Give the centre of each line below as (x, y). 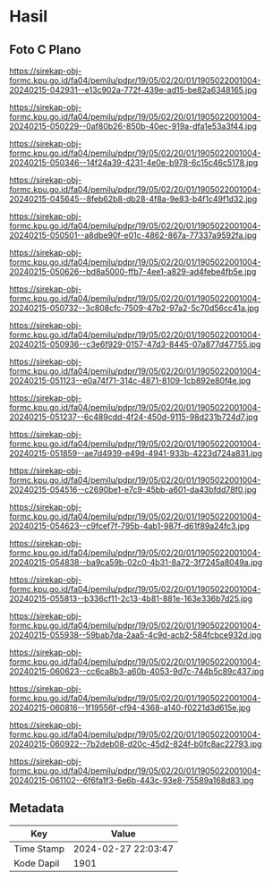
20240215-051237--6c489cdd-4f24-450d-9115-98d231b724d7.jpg (134, 417)
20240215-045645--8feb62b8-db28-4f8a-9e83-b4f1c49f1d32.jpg (133, 199)
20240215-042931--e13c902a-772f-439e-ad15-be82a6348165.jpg (133, 90)
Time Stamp (39, 849)
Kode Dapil (37, 863)
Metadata (37, 808)
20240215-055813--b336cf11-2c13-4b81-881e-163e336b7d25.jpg (131, 598)
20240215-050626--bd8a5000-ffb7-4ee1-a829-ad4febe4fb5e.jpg (133, 271)
